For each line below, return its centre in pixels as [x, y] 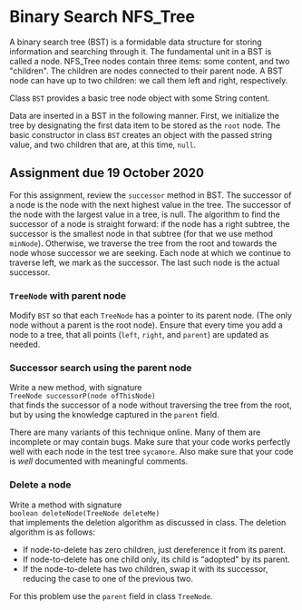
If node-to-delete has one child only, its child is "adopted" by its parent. [156, 559]
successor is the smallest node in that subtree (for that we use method [141, 233]
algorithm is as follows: [52, 532]
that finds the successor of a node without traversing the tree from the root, [151, 405]
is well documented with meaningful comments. [99, 461]
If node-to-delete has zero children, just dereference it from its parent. [154, 549]
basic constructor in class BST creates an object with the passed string [141, 134]
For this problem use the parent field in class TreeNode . [111, 595]
